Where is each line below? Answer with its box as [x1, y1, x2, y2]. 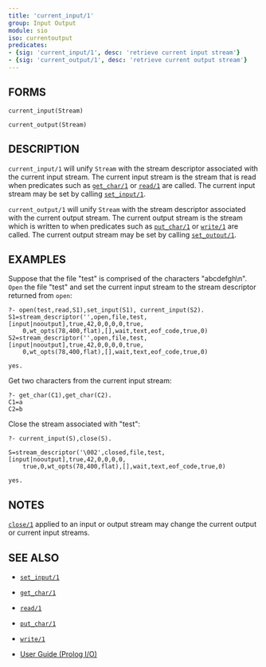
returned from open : [8, 291, 72, 300]
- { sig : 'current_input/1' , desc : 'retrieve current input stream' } [8, 49, 241, 57]
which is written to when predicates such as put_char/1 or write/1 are [8, 221, 239, 231]
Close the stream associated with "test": [8, 419, 141, 429]
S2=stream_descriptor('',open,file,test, [8, 334, 148, 343]
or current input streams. [8, 528, 90, 538]
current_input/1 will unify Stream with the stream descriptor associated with [8, 163, 259, 173]
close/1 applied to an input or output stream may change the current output [8, 520, 257, 529]
